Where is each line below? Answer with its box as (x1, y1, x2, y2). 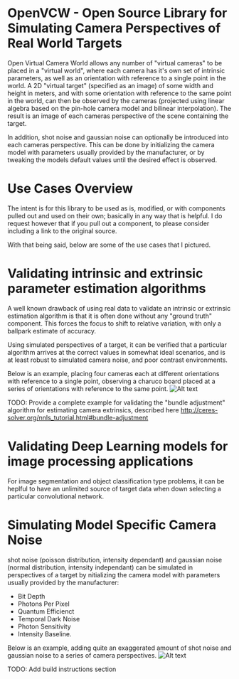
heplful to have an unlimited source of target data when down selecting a (7, 484, 222, 493)
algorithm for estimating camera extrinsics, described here (7, 405, 179, 414)
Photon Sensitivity (17, 622, 71, 631)
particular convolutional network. (7, 492, 105, 501)
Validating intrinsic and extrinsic (7, 265, 203, 282)
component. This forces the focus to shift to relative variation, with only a (7, 319, 222, 328)
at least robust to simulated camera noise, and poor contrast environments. (7, 355, 228, 364)
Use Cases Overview (7, 181, 133, 197)
